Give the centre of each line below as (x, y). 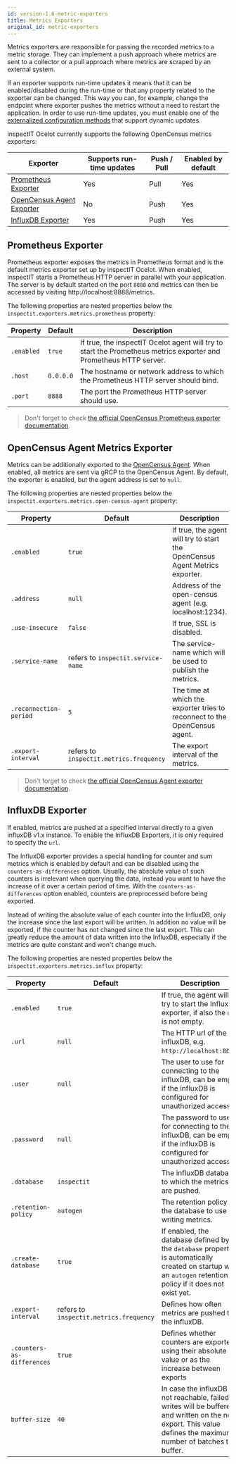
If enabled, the (185, 1231)
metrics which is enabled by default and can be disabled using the (103, 863)
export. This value (191, 1424)
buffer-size (31, 1419)
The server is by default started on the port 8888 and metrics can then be (113, 285)
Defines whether (189, 1333)
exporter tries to (198, 708)
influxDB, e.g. (183, 1041)
